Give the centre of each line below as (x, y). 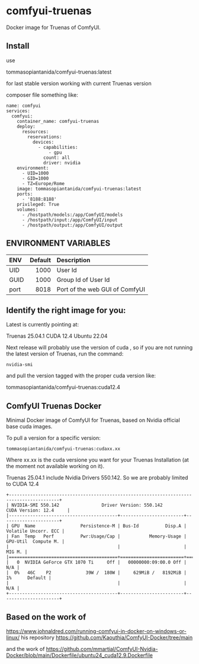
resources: (35, 132)
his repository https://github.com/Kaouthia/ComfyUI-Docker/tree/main (107, 637)
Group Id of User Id (83, 279)
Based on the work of (46, 617)
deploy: (26, 126)
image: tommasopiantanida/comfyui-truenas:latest (79, 189)
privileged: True (38, 204)
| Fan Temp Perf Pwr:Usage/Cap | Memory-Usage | (96, 536)
